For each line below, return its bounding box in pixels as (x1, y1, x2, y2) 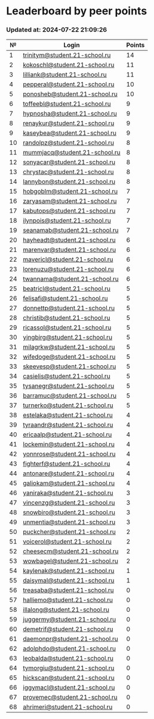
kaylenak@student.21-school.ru (23, 567, 115, 575)
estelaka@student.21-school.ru (23, 411, 113, 420)
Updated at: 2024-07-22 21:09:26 (6, 26, 107, 34)
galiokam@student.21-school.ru (23, 479, 115, 487)
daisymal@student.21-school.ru (23, 577, 115, 585)
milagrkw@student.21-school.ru (23, 343, 115, 351)
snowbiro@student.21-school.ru (23, 508, 115, 517)
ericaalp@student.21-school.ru (23, 430, 112, 439)
